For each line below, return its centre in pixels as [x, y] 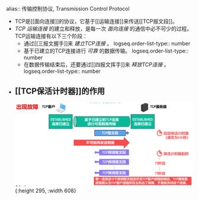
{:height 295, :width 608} [45, 191]
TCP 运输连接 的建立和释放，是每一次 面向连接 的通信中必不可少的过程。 [103, 29]
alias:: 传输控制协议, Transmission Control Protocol [68, 9]
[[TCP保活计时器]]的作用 [60, 91]
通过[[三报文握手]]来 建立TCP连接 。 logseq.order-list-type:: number [107, 43]
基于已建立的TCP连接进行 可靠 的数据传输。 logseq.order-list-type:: [106, 51]
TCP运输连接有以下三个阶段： [51, 36]
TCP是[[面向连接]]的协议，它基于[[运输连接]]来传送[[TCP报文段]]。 [96, 21]
